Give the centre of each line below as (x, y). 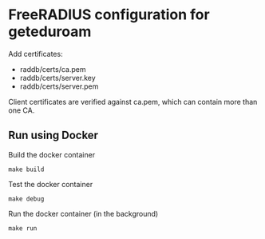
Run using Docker (53, 135)
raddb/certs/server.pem (59, 86)
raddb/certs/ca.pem (53, 69)
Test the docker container (51, 184)
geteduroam (50, 32)
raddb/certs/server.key (57, 78)
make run (23, 228)
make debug (26, 199)
